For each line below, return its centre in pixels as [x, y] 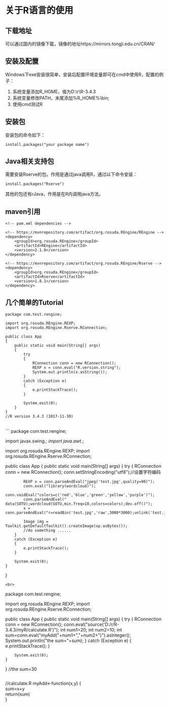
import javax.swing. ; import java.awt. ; [45, 441]
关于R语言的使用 [39, 10]
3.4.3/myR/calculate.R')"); [32, 630]
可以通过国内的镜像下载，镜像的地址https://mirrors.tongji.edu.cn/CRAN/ [80, 44]
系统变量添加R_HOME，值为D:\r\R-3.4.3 [54, 91]
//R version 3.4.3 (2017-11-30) [39, 417]
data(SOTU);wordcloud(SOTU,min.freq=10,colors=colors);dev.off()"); [79, 504]
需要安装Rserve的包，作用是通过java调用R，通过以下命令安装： [71, 174]
